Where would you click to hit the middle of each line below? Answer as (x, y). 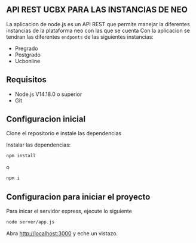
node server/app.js (30, 222)
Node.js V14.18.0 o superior (48, 94)
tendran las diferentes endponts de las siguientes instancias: (80, 37)
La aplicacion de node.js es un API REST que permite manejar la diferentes (98, 24)
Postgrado (27, 54)
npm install (21, 156)
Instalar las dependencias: (39, 145)
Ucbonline (27, 61)
